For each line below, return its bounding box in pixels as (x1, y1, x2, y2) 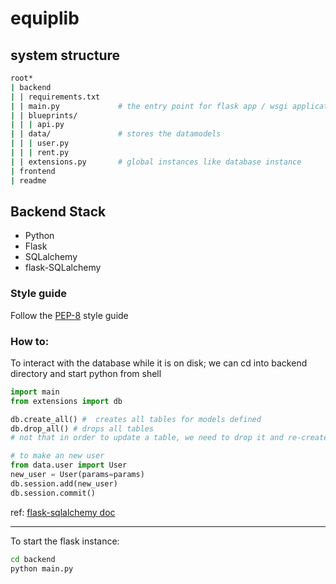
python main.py (10, 563, 74, 574)
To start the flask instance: (10, 535, 120, 547)
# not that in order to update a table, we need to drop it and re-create (10, 433, 329, 443)
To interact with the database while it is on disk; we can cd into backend (10, 357, 308, 369)
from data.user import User (10, 460, 128, 471)
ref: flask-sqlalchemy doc (10, 506, 116, 518)
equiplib (10, 7, 80, 30)
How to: (10, 334, 50, 348)
